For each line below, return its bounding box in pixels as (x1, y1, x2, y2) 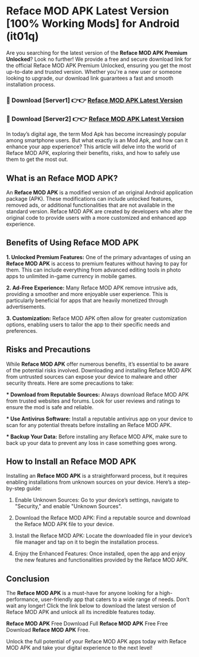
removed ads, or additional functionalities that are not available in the (6, 201, 175, 208)
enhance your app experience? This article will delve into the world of (6, 143, 177, 150)
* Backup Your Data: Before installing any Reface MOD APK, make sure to (6, 433, 188, 440)
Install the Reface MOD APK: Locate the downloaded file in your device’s (14, 532, 192, 540)
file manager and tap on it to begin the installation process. (14, 538, 159, 546)
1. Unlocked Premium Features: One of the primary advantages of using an (6, 253, 191, 260)
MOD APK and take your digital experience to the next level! (6, 644, 153, 652)
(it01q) (6, 30, 39, 43)
